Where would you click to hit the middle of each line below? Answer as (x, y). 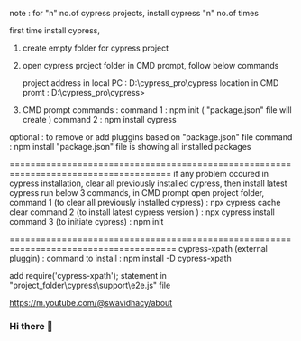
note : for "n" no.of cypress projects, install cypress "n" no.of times (134, 13)
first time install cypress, (55, 30)
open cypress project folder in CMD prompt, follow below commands (150, 65)
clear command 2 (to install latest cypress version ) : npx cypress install (142, 212)
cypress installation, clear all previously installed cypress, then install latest (148, 183)
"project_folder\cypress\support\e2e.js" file (90, 285)
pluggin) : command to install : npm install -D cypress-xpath (120, 258)
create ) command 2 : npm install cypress (100, 120)
